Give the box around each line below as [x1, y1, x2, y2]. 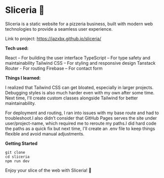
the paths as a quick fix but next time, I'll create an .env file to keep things [5, 126, 156, 132]
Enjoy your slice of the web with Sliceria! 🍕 [5, 167, 92, 173]
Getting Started [5, 140, 38, 146]
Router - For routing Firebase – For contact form [5, 65, 103, 71]
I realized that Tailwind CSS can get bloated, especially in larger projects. [5, 84, 154, 90]
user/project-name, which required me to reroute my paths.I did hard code [5, 120, 157, 126]
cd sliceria [5, 154, 30, 159]
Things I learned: [5, 75, 41, 81]
